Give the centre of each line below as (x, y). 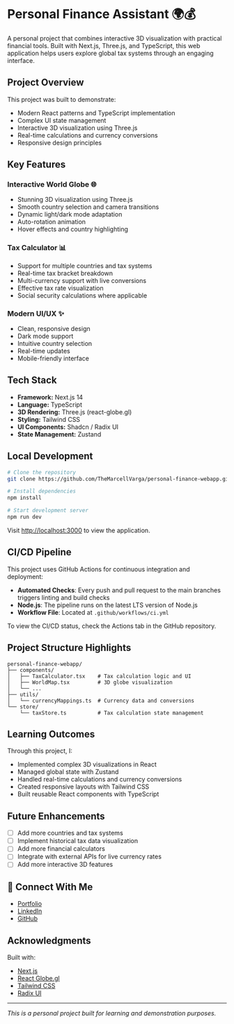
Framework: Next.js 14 (50, 397)
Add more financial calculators (61, 849)
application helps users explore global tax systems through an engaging (110, 53)
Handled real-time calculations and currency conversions (100, 780)
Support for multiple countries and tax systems (85, 265)
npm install (24, 498)
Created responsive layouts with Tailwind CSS (83, 787)
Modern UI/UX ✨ (36, 314)
